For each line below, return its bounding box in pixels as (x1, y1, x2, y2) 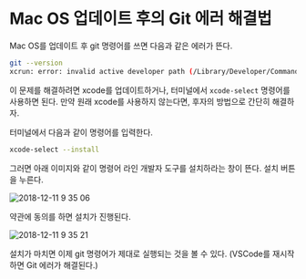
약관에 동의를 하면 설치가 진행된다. (9, 211, 131, 222)
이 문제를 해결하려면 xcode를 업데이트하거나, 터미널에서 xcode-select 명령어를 (9, 84, 291, 96)
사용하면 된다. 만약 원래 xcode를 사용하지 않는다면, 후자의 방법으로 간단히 (9, 96, 270, 107)
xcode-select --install (9, 145, 100, 154)
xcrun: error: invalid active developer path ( (9, 67, 194, 76)
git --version (9, 58, 64, 67)
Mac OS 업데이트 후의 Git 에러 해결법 (9, 8, 272, 29)
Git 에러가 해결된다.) (25, 259, 98, 270)
